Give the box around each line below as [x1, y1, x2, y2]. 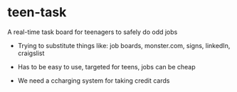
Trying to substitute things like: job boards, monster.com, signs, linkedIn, [17, 41, 231, 50]
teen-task [7, 4, 67, 21]
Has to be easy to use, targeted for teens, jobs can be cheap [17, 62, 196, 71]
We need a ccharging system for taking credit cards [17, 76, 170, 85]
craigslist [17, 49, 45, 57]
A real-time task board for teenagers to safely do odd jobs [7, 28, 178, 36]
